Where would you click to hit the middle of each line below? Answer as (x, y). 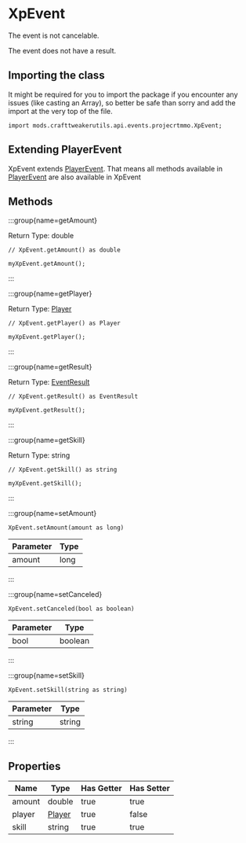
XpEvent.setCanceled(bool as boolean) (71, 609)
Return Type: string (39, 455)
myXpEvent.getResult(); (47, 410)
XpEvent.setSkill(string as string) (68, 690)
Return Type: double (41, 236)
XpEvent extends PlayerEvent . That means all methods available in (116, 168)
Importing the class (56, 75)
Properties (34, 766)
